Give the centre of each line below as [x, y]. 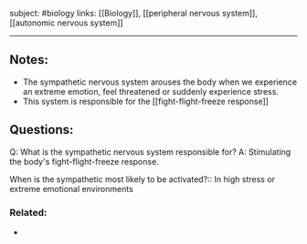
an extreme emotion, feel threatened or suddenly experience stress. [150, 91]
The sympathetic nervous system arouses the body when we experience [160, 82]
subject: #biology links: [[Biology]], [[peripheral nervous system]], [133, 13]
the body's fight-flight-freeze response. [85, 161]
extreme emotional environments [72, 188]
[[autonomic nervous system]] [66, 23]
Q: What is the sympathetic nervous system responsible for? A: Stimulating [150, 152]
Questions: [42, 130]
